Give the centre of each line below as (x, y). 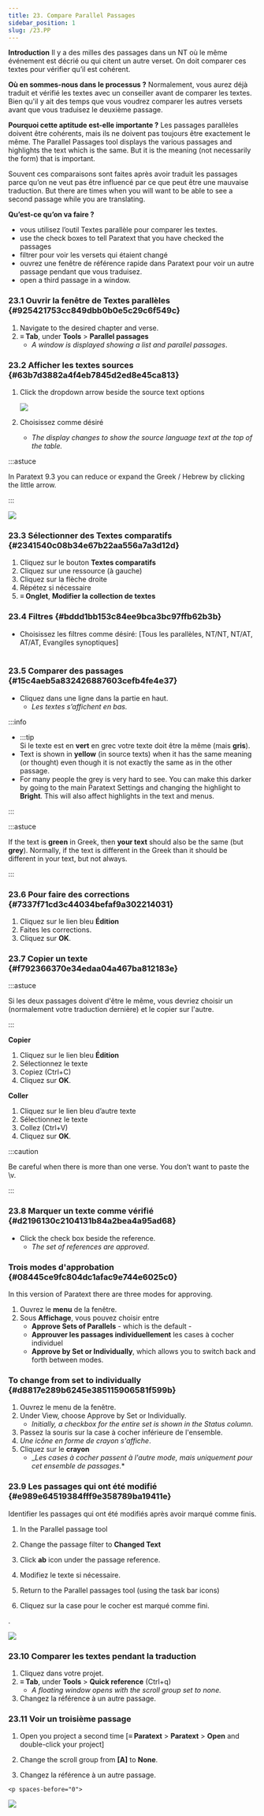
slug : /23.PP (30, 30)
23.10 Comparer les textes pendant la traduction (102, 1656)
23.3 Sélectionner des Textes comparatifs (90, 536)
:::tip (27, 737)
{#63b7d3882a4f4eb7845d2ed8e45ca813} (94, 374)
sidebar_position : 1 (42, 23)
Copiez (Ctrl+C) (45, 1072)
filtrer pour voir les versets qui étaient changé (93, 255)
